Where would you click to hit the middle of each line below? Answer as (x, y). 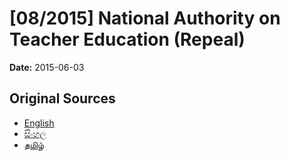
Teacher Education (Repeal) (127, 39)
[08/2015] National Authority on (145, 18)
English (39, 123)
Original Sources (62, 98)
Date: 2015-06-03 (47, 67)
